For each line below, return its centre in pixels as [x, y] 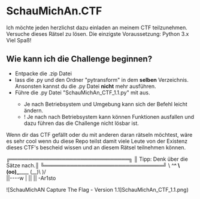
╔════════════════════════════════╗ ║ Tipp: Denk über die [97, 159]
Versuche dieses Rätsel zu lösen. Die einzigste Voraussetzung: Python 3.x [98, 33]
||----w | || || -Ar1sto [31, 178]
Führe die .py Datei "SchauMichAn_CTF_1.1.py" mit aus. [82, 92]
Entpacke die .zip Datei [43, 74]
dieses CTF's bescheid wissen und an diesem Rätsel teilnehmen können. [96, 147]
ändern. [34, 110]
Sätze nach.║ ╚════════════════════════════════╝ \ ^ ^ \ [93, 165]
